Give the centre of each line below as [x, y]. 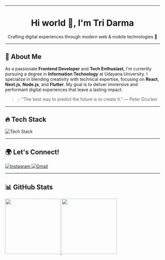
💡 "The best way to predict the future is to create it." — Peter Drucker [87, 99]
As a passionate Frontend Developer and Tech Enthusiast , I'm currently [78, 68]
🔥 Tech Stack [26, 119]
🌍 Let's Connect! [32, 152]
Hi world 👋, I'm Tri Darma [82, 23]
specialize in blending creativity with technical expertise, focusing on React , [82, 79]
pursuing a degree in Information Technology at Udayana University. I [76, 74]
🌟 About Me [23, 57]
